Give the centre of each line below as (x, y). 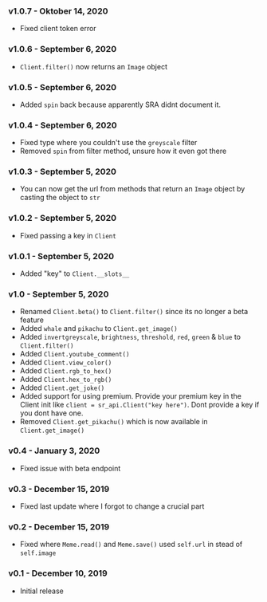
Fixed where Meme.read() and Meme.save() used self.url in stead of (131, 545)
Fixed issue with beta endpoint (70, 468)
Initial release (41, 591)
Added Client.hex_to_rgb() (66, 380)
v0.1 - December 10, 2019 (58, 573)
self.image (38, 553)
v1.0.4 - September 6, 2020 (63, 125)
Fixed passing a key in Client (68, 235)
